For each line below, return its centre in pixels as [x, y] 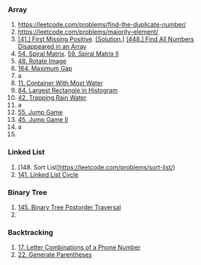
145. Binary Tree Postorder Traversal [69, 207]
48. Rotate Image [42, 61]
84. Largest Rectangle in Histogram [68, 90]
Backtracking [31, 232]
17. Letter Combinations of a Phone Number [79, 247]
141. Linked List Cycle [48, 174]
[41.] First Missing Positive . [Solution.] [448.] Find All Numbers [106, 39]
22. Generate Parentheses [55, 255]
